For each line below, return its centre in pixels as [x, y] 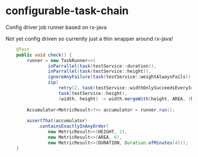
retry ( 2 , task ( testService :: [94, 88]
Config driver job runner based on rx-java [56, 27]
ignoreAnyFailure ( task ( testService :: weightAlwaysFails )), [121, 77]
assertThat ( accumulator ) [57, 121]
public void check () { [44, 55]
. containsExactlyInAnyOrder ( [73, 126]
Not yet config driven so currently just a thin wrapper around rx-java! [89, 38]
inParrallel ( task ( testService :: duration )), [102, 66]
